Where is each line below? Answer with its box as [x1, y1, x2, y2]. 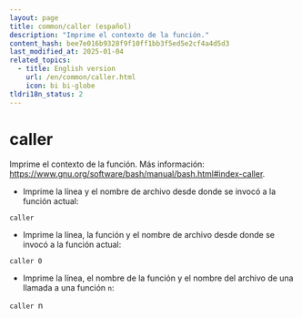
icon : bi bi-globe [25, 81, 96, 90]
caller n [9, 300, 44, 311]
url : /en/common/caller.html [25, 73, 136, 82]
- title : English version [17, 65, 116, 74]
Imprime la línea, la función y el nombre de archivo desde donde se [22, 230, 276, 241]
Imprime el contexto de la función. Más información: [9, 159, 205, 169]
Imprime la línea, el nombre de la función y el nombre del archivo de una [22, 272, 294, 283]
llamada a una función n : [22, 282, 116, 293]
